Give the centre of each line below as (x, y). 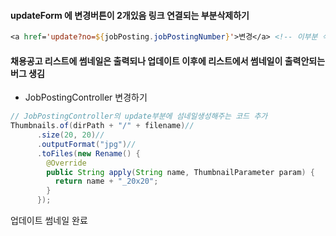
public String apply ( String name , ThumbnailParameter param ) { (180, 172)
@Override (66, 163)
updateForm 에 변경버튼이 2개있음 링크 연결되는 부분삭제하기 (130, 15)
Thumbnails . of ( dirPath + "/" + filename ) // (102, 126)
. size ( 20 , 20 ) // (70, 135)
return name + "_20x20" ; (106, 181)
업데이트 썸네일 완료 (49, 221)
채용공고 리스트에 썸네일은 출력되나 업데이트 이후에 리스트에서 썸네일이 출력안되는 (168, 61)
